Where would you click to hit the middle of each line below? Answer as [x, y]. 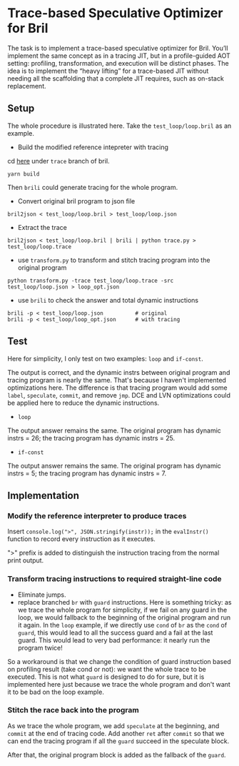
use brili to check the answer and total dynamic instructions [108, 300]
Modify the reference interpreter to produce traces [97, 515]
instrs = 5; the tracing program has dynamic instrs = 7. [87, 473]
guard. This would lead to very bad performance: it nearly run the [114, 640]
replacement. [27, 86]
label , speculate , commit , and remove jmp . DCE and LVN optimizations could [119, 395]
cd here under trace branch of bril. [59, 161]
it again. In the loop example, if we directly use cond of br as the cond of [122, 625]
